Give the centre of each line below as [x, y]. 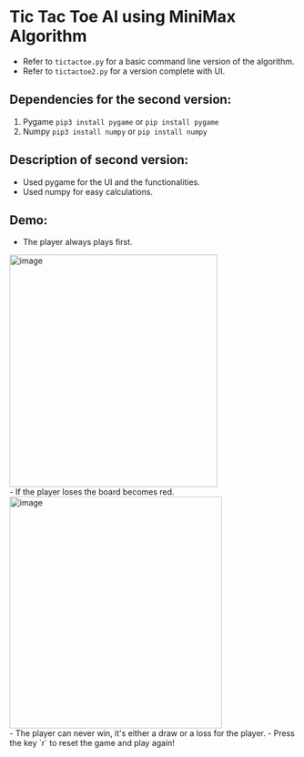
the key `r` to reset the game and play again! [92, 743]
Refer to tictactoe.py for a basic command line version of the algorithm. [158, 61]
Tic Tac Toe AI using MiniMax [123, 17]
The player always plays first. [78, 242]
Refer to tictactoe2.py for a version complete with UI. [124, 71]
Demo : [29, 220]
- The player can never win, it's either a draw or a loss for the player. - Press [152, 733]
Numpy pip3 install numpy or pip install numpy [115, 131]
